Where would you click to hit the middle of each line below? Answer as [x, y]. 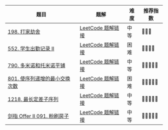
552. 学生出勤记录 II [31, 48]
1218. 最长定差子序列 [33, 99]
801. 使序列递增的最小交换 [39, 78]
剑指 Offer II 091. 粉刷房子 [38, 116]
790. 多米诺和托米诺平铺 [36, 65]
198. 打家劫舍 [24, 32]
